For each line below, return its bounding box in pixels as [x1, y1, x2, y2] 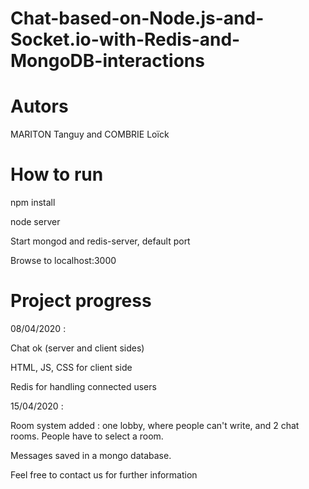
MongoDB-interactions [10, 50, 205, 72]
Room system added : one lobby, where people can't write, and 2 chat [10, 420, 300, 431]
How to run [10, 163, 104, 186]
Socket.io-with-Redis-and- [10, 28, 241, 51]
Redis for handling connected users [10, 381, 157, 392]
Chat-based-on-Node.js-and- [10, 7, 265, 30]
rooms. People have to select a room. [10, 430, 164, 442]
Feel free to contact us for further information [10, 469, 198, 481]
